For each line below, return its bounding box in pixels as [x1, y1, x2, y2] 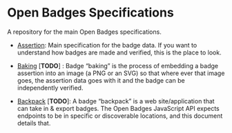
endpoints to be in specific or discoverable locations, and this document [17, 112, 223, 120]
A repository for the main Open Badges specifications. [7, 28, 162, 36]
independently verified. [17, 83, 84, 92]
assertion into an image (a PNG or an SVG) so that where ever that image [17, 69, 225, 77]
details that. [17, 119, 51, 127]
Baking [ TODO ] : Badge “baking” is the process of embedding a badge [17, 61, 219, 70]
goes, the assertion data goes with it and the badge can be [17, 76, 185, 84]
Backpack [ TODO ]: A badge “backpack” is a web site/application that [17, 96, 215, 105]
